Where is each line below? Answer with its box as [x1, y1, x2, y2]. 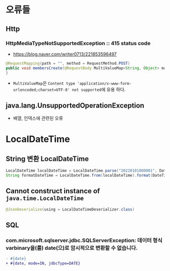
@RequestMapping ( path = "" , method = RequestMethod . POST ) [6, 61, 130, 66]
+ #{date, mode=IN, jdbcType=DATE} [6, 261, 81, 266]
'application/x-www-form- [77, 81, 132, 86]
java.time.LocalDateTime [6, 195, 84, 202]
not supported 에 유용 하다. [72, 86, 126, 92]
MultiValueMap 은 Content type [13, 80, 75, 86]
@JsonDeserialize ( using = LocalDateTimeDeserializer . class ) [6, 207, 135, 212]
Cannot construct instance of [6, 187, 100, 195]
